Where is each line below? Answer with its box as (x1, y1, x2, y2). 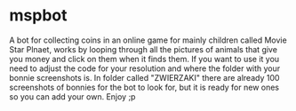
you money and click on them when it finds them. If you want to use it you (9, 53, 280, 64)
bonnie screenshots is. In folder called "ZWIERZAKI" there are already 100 (9, 72, 280, 83)
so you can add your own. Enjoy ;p (9, 91, 136, 102)
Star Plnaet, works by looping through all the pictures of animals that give (9, 44, 278, 54)
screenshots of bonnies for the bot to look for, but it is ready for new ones (9, 82, 280, 92)
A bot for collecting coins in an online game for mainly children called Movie (9, 35, 287, 45)
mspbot (9, 5, 68, 26)
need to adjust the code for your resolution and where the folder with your (9, 63, 281, 74)
